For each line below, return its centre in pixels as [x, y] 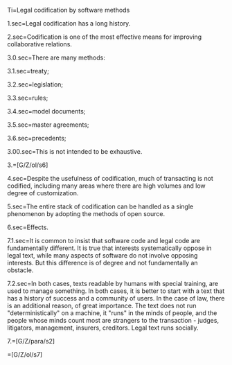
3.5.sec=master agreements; [48, 125]
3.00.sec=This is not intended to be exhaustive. [75, 151]
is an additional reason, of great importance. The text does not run [102, 305]
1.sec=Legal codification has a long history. [69, 23]
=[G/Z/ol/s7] [25, 355]
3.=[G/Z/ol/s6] [28, 165]
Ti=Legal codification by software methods [69, 10]
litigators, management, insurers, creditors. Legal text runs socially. [103, 328]
